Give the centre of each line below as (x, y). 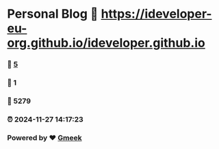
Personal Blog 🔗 (53, 14)
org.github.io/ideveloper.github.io (106, 43)
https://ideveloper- (156, 14)
